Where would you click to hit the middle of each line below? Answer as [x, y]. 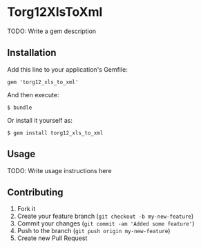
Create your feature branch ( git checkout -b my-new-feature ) [105, 216]
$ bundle [20, 108]
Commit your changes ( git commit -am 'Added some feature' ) [106, 223]
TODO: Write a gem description [52, 31]
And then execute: [33, 94]
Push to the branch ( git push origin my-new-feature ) [94, 231]
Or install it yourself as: [40, 120]
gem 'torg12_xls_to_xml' [43, 82]
